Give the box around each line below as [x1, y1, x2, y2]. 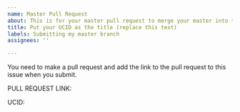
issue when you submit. [7, 71, 77, 79]
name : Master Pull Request [7, 10, 88, 18]
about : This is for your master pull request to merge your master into [7, 17, 229, 24]
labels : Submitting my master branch [7, 30, 120, 38]
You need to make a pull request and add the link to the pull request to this [7, 63, 226, 71]
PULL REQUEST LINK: [7, 84, 72, 93]
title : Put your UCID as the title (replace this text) [7, 24, 177, 31]
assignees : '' [7, 37, 50, 44]
